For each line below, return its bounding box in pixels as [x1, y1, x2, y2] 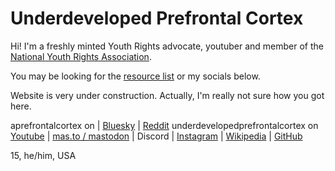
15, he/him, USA [10, 149, 77, 161]
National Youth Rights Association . [10, 50, 152, 62]
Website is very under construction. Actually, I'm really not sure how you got [10, 89, 325, 101]
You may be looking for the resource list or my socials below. [10, 70, 261, 82]
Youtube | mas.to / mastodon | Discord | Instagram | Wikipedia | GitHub [10, 130, 303, 142]
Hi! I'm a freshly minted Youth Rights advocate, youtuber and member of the [10, 40, 324, 52]
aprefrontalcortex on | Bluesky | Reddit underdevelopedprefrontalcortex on [10, 119, 319, 131]
